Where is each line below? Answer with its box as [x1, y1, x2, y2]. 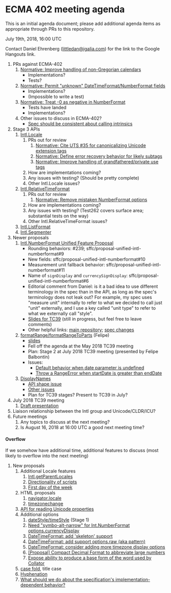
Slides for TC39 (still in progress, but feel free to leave [28, 315, 142, 322]
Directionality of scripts [28, 479, 78, 485]
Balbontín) [28, 354, 50, 360]
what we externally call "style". [28, 310, 93, 316]
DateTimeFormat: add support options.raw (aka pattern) [28, 538, 145, 545]
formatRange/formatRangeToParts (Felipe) [20, 332, 110, 338]
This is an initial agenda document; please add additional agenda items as [5, 20, 161, 27]
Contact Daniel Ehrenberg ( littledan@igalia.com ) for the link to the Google [5, 45, 160, 52]
